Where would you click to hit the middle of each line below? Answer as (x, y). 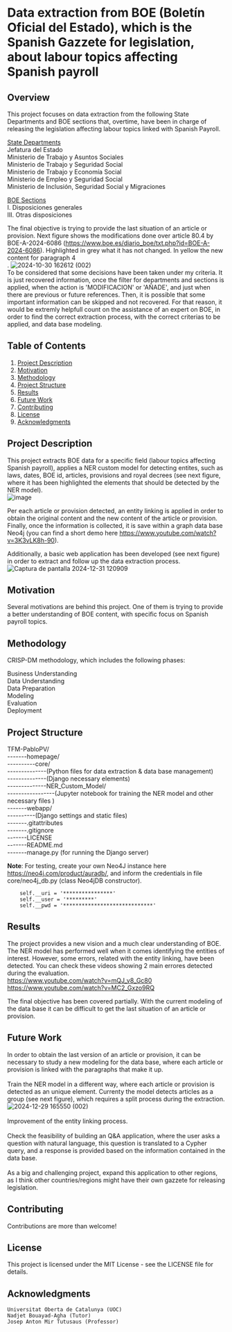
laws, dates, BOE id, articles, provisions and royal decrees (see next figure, (114, 475)
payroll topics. (27, 622)
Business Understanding (42, 674)
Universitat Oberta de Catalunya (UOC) (65, 1310)
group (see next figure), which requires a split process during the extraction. (116, 1099)
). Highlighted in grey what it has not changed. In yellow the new (132, 250)
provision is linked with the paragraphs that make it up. (86, 1069)
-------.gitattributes (35, 823)
